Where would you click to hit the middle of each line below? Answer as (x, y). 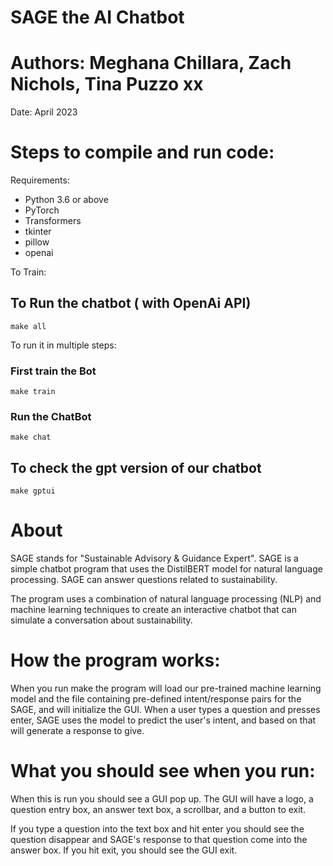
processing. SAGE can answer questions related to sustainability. (144, 580)
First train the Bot (53, 371)
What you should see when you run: (163, 771)
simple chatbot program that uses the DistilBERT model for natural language (166, 569)
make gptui (33, 491)
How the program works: (115, 660)
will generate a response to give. (77, 731)
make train (33, 392)
